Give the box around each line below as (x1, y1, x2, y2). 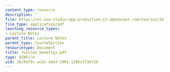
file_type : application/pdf (5, 21, 65, 27)
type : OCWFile (5, 54, 35, 60)
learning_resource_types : (5, 26, 60, 31)
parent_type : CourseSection (5, 41, 65, 46)
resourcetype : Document (5, 45, 56, 50)
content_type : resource (5, 7, 56, 13)
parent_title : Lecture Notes (5, 36, 67, 41)
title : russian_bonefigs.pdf (5, 50, 67, 55)
